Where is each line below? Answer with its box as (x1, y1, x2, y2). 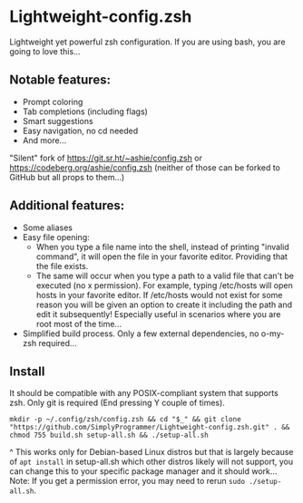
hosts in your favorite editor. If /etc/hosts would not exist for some (35, 289, 283, 300)
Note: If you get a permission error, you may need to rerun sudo (9, 476, 246, 487)
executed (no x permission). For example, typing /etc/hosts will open (35, 279, 293, 291)
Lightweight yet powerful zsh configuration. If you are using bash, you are (9, 36, 286, 47)
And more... (22, 134, 67, 146)
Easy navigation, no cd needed (22, 125, 139, 136)
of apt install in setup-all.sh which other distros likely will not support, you (9, 456, 294, 468)
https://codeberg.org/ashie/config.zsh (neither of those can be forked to (9, 161, 281, 173)
